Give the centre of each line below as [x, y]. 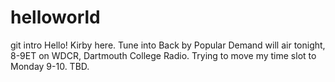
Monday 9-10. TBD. [50, 66]
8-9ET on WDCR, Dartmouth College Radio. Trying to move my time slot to [163, 55]
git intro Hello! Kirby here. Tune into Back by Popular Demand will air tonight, [168, 45]
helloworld [55, 17]
